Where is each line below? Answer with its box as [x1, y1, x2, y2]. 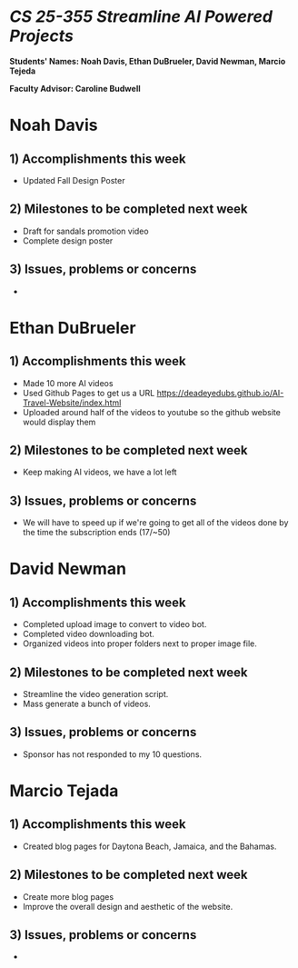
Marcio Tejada [9, 781, 119, 801]
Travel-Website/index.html [22, 397, 122, 408]
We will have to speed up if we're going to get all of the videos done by [22, 517, 289, 528]
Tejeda [9, 65, 36, 76]
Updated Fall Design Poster [22, 175, 125, 185]
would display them [22, 416, 96, 427]
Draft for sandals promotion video [22, 225, 149, 236]
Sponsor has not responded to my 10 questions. [22, 748, 203, 760]
